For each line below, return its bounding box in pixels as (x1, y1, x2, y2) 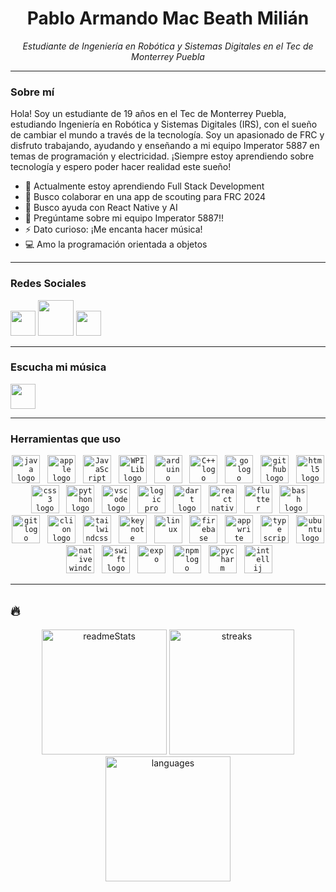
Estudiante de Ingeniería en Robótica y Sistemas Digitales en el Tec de (22, 40, 314, 52)
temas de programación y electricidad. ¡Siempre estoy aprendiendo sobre (10, 150, 315, 162)
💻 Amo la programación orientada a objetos (24, 238, 208, 251)
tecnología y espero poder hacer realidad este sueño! (10, 161, 232, 173)
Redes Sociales (10, 277, 87, 291)
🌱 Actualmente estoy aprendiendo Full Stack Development (24, 180, 265, 192)
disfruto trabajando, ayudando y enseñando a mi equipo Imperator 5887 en (10, 140, 320, 152)
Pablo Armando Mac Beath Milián (26, 7, 310, 30)
